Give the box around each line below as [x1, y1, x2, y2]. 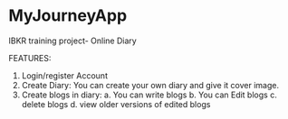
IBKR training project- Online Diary [8, 35, 137, 46]
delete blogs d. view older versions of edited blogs [21, 98, 211, 109]
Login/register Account [21, 69, 108, 81]
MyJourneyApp [8, 5, 128, 26]
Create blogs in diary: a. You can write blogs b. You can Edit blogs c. [21, 89, 277, 100]
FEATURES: [8, 52, 52, 63]
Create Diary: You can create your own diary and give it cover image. [21, 79, 280, 90]
